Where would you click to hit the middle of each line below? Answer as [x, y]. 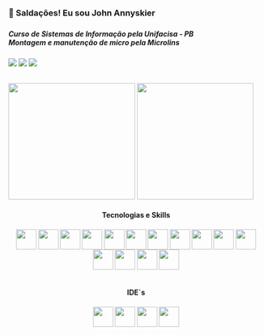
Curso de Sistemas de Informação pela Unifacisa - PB [101, 34]
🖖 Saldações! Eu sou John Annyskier [82, 13]
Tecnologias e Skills [136, 215]
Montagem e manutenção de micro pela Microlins [94, 42]
